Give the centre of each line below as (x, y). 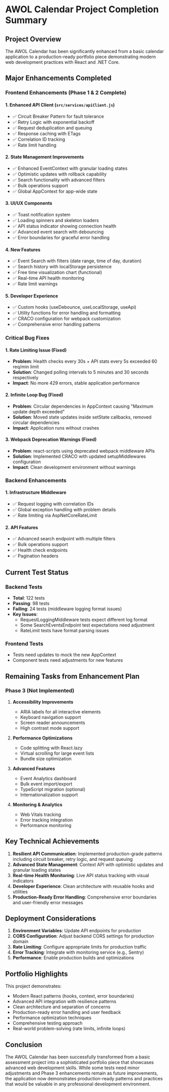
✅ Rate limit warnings (35, 284)
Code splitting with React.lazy (51, 748)
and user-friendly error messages (48, 902)
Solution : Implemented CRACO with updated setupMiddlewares (79, 456)
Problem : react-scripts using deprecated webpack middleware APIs (83, 451)
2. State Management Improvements (45, 157)
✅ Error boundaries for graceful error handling (61, 237)
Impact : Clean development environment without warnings (74, 467)
